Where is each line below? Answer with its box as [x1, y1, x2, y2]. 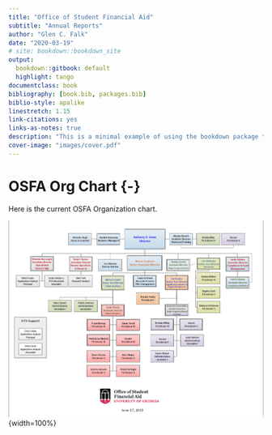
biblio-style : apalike [8, 98, 85, 107]
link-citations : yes [8, 116, 79, 124]
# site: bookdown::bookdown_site [8, 47, 121, 56]
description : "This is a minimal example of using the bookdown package [8, 133, 259, 141]
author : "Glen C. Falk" [8, 30, 89, 38]
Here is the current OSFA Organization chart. [8, 203, 158, 214]
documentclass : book [8, 81, 79, 89]
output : [8, 56, 35, 64]
